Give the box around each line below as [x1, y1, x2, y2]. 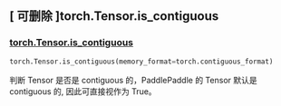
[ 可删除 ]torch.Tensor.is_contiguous [9, 8, 219, 24]
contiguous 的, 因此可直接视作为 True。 [9, 85, 157, 97]
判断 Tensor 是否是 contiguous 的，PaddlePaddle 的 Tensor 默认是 [9, 74, 257, 85]
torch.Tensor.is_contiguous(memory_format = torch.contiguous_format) [9, 57, 274, 66]
